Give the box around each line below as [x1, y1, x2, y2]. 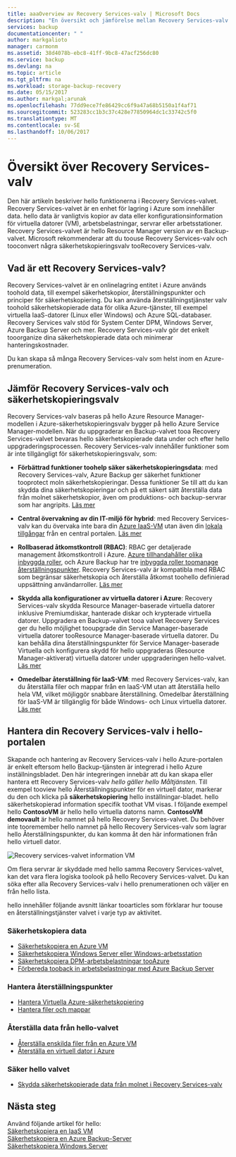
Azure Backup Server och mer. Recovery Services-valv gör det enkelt [7, 326, 209, 335]
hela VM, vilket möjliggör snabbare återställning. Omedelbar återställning [17, 690, 229, 698]
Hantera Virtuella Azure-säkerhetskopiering [17, 998, 144, 1006]
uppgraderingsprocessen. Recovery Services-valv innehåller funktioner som [7, 442, 230, 450]
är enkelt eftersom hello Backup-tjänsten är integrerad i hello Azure [7, 762, 203, 771]
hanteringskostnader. [7, 341, 69, 349]
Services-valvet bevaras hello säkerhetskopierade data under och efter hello [7, 434, 230, 443]
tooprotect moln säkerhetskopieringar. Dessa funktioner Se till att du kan [17, 478, 228, 486]
